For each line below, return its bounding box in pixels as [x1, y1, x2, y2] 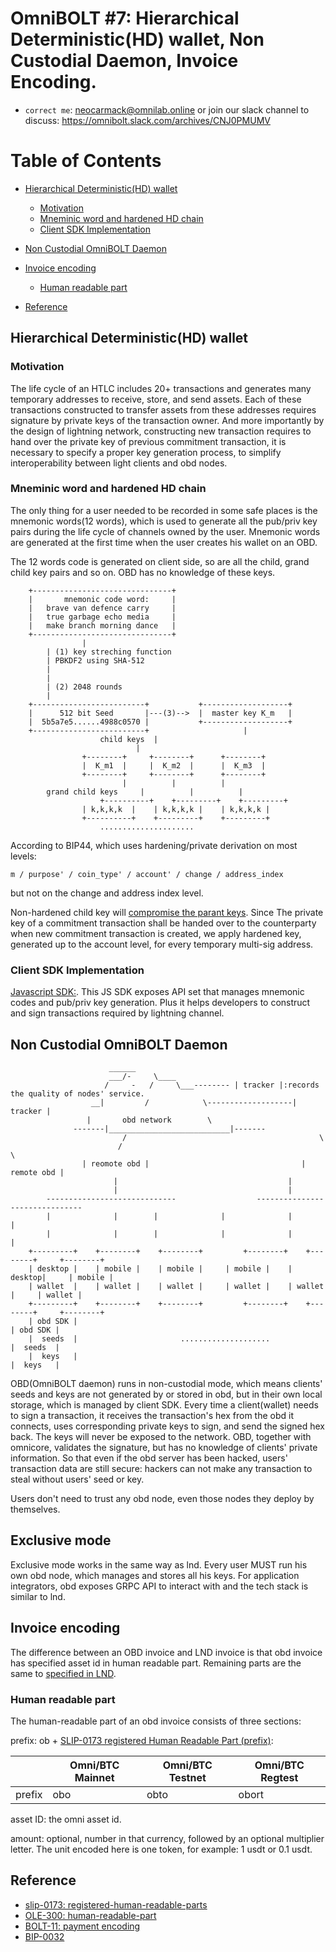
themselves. [10, 1503, 61, 1515]
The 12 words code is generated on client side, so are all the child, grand [10, 555, 310, 567]
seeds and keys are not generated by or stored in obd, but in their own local [10, 1388, 323, 1400]
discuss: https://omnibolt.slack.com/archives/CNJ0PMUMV [24, 114, 271, 126]
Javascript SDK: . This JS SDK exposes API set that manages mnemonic [10, 986, 305, 998]
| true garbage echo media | [28, 612, 177, 622]
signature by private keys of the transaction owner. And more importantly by [10, 414, 325, 426]
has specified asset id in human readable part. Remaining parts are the [10, 1657, 302, 1669]
